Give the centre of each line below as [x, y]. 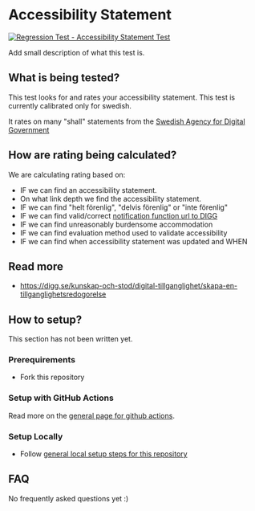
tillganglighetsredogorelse [63, 294]
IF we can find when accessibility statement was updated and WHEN [134, 241]
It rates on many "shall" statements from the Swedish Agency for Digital [127, 121]
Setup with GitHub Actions [61, 398]
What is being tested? [64, 78]
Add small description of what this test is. [77, 52]
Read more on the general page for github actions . [91, 415]
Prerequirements [42, 360]
